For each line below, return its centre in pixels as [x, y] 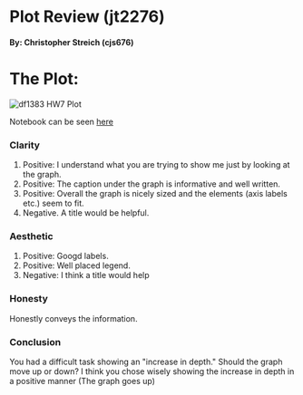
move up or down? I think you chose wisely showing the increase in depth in [152, 371]
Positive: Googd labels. [65, 256]
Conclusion [35, 342]
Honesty [29, 299]
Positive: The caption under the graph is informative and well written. [151, 184]
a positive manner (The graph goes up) [83, 381]
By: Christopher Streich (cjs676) [72, 42]
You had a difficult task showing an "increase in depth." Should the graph [146, 361]
